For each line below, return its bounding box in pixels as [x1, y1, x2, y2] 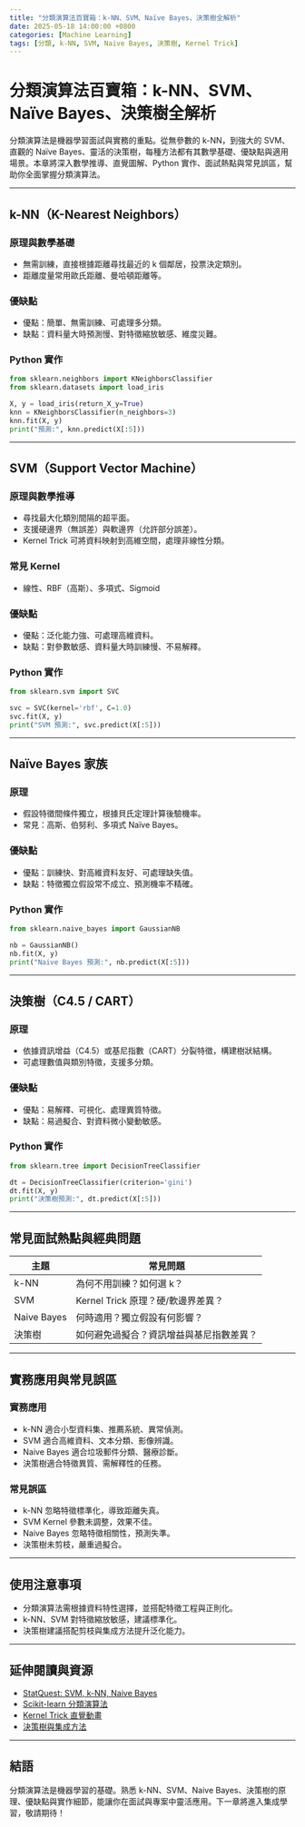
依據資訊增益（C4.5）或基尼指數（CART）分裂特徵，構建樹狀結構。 [22, 1045, 277, 1056]
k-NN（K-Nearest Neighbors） [9, 206, 186, 222]
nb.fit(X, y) [9, 949, 59, 958]
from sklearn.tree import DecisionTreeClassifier [9, 1161, 202, 1170]
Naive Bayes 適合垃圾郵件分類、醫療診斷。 [22, 1446, 183, 1457]
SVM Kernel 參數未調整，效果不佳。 [22, 1516, 157, 1527]
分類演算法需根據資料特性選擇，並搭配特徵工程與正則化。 [22, 1602, 238, 1613]
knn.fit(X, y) [9, 416, 64, 425]
